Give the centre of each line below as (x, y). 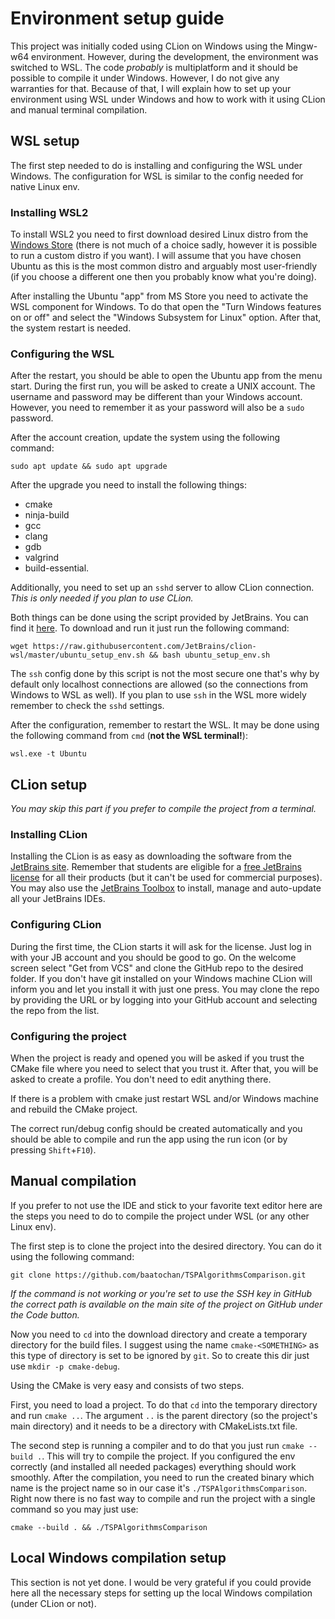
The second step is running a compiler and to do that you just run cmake (157, 1445)
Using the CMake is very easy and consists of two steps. (127, 1385)
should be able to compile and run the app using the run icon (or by (149, 1139)
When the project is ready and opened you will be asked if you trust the (157, 1058)
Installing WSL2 (49, 212)
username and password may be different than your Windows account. (156, 397)
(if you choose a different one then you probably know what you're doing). (163, 277)
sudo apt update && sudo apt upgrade (89, 467)
